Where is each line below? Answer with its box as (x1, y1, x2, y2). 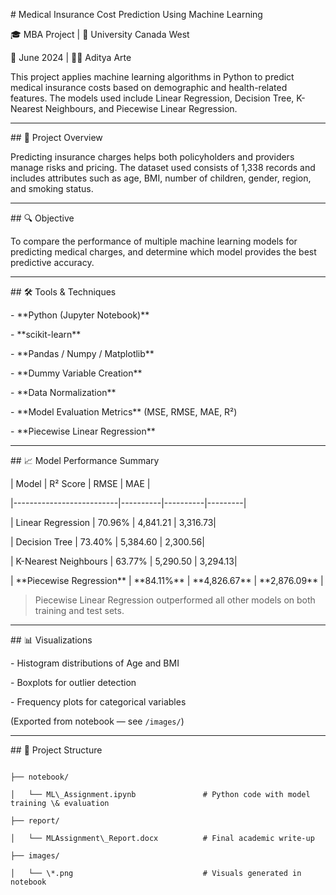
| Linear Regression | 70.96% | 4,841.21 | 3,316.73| (10, 517, 217, 528)
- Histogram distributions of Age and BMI (10, 657, 180, 669)
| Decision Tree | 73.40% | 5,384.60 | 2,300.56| (10, 536, 205, 548)
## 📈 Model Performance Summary (10, 455, 160, 466)
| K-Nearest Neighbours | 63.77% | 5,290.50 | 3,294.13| (10, 555, 238, 567)
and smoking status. (10, 183, 94, 194)
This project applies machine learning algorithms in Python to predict (10, 71, 295, 83)
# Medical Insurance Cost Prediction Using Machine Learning (10, 9, 263, 20)
